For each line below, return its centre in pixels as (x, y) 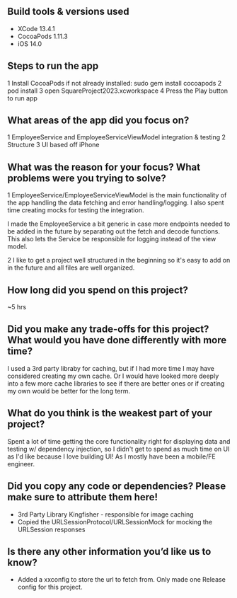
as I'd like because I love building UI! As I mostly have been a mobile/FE (111, 456)
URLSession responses (51, 529)
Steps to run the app (53, 66)
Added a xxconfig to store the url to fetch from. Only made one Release (122, 580)
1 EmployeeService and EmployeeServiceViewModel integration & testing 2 (117, 137)
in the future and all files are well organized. (71, 268)
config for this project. (50, 587)
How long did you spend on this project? (98, 290)
